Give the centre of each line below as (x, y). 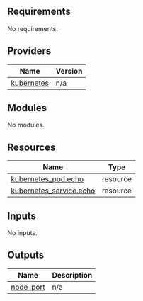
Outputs (26, 255)
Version (69, 71)
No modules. (26, 125)
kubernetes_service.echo (53, 191)
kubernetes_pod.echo (47, 179)
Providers (29, 51)
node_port (28, 287)
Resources (32, 147)
